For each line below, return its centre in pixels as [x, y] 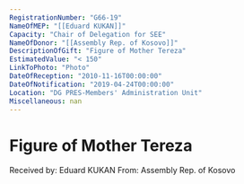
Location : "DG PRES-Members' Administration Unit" [106, 92]
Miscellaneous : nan [46, 101]
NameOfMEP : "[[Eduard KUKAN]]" [68, 26]
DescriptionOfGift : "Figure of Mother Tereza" [98, 51]
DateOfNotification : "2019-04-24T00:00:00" [92, 84]
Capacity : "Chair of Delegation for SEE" [88, 34]
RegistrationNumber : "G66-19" [66, 18]
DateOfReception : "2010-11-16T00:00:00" [86, 76]
